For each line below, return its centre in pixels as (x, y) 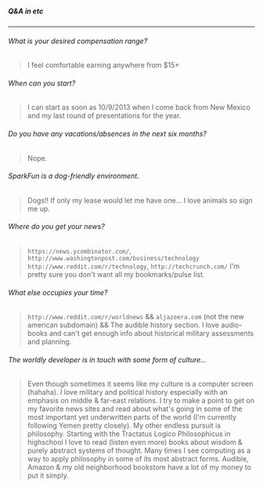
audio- (231, 325)
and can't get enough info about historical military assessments (152, 333)
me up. (39, 209)
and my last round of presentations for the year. (104, 116)
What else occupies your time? (58, 292)
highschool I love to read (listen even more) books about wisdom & (135, 442)
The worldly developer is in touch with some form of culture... (108, 359)
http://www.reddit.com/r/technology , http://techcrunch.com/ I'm (133, 266)
